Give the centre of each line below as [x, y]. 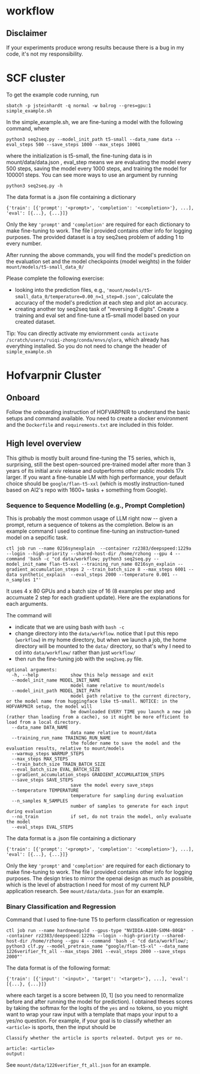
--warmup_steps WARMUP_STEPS [48, 754]
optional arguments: [32, 670]
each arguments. [27, 604]
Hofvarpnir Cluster [54, 375]
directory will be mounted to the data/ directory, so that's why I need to [103, 646]
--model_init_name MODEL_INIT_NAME [56, 681]
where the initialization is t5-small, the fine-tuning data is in [79, 156]
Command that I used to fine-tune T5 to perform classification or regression [100, 920]
